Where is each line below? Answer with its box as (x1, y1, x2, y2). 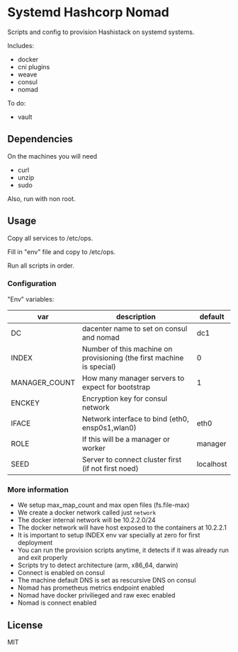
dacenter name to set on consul (81, 324, 188, 333)
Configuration (7, 279, 57, 289)
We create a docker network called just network (17, 508, 157, 517)
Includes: (7, 41, 34, 50)
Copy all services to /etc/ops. (7, 234, 93, 242)
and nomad (81, 332, 120, 342)
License (7, 619, 43, 631)
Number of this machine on (81, 344, 173, 354)
